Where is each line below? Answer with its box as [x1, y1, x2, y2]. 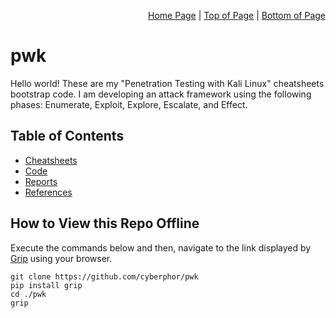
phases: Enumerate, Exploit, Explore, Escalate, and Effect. [10, 98, 248, 110]
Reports [24, 175, 58, 187]
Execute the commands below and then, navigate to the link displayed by [10, 241, 312, 254]
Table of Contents [10, 128, 125, 145]
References [24, 186, 73, 198]
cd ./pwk [10, 289, 47, 299]
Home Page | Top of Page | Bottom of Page [148, 10, 326, 21]
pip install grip [10, 280, 83, 290]
